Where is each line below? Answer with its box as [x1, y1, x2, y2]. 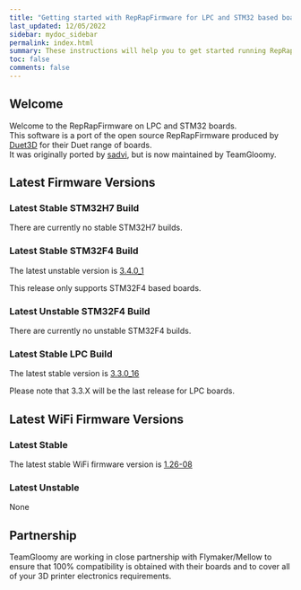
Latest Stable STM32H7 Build [9, 202, 140, 214]
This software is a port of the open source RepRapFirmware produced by [9, 129, 279, 140]
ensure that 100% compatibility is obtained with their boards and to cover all [9, 561, 290, 572]
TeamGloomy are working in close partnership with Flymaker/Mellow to [9, 551, 272, 562]
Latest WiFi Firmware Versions [9, 411, 184, 427]
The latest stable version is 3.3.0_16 [9, 368, 140, 379]
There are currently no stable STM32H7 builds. [9, 222, 183, 233]
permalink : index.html [9, 38, 94, 48]
